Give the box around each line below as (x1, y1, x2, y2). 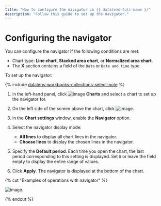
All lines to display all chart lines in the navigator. (19, 134, 117, 140)
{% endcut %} (5, 196, 34, 202)
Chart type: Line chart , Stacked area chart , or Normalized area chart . (12, 58, 153, 63)
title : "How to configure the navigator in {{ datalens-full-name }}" (5, 7, 151, 12)
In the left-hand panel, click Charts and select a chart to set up (12, 91, 156, 97)
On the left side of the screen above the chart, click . (12, 106, 134, 111)
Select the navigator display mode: (12, 125, 81, 130)
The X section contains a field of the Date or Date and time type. (12, 63, 141, 69)
